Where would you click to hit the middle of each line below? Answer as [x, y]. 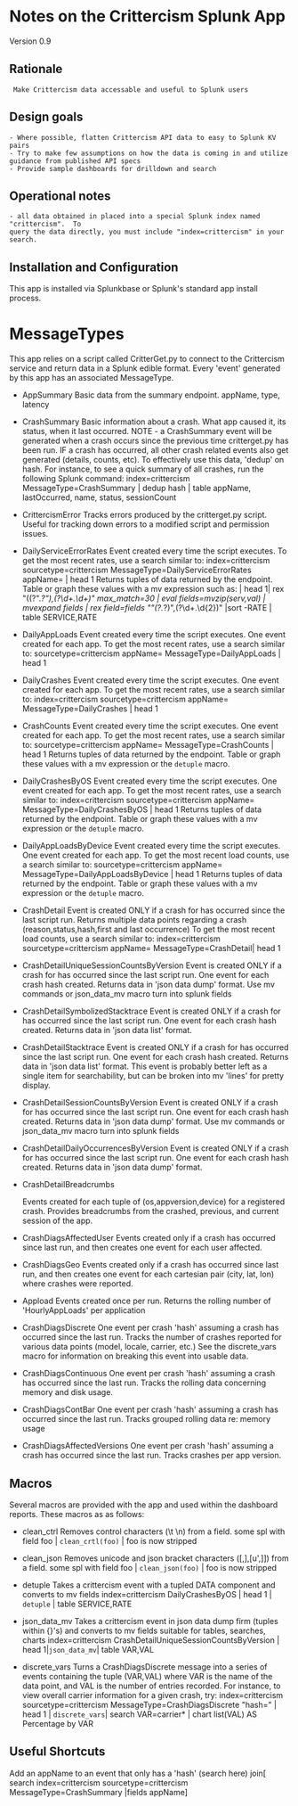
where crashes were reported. [77, 1284]
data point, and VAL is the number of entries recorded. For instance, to [151, 1686]
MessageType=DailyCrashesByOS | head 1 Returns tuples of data [142, 809]
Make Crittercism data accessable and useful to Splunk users [131, 90]
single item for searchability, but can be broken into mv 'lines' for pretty [153, 1076]
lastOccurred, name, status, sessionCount [99, 497]
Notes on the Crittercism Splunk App [148, 16]
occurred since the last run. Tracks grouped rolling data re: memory [146, 1419]
